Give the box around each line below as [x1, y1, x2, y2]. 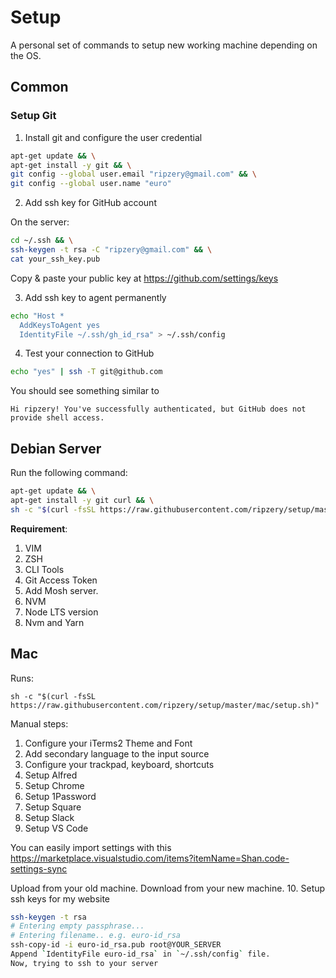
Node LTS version [24, 606, 99, 618]
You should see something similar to [10, 385, 160, 397]
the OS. [10, 49, 42, 61]
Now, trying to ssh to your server [10, 958, 159, 968]
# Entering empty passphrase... [10, 921, 145, 931]
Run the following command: [10, 467, 128, 479]
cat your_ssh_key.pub [10, 254, 101, 264]
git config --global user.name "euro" [10, 179, 172, 189]
